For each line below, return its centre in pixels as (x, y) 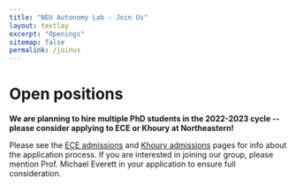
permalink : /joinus (45, 50)
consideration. (35, 174)
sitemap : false (37, 42)
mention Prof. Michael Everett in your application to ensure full (122, 164)
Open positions (66, 94)
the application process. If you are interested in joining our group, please (141, 155)
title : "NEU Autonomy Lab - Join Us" (79, 17)
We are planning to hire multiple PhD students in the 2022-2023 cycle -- (144, 119)
